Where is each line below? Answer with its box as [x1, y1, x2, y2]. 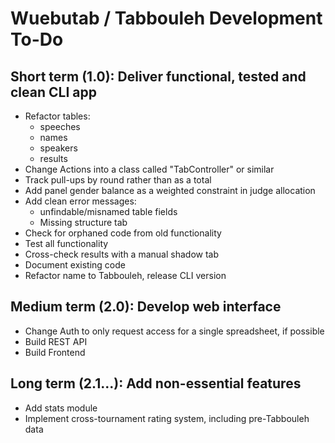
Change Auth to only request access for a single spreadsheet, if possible [24, 325, 325, 337]
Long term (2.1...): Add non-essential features [10, 375, 302, 392]
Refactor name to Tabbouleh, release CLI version [24, 270, 227, 281]
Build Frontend [24, 346, 86, 358]
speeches [39, 121, 81, 132]
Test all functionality [24, 238, 109, 249]
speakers [39, 142, 78, 154]
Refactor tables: [24, 110, 91, 122]
